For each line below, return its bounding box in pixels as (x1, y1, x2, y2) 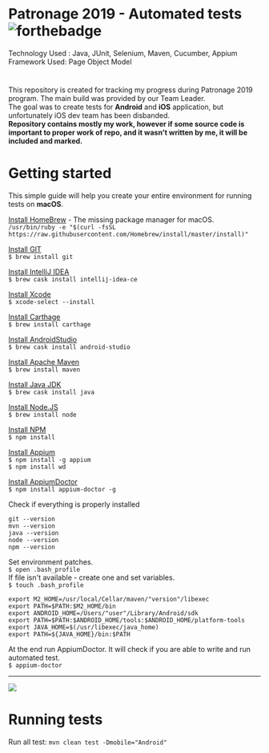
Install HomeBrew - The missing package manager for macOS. (8, 215, 215, 225)
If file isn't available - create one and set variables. (8, 573, 175, 582)
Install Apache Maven (8, 358, 80, 367)
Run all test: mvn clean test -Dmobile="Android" (8, 737, 167, 747)
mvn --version (8, 522, 56, 530)
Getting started (8, 164, 112, 183)
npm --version (8, 543, 56, 552)
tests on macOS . (8, 200, 64, 209)
